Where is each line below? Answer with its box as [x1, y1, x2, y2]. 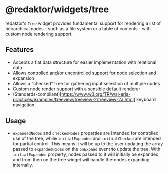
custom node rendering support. [5, 31, 73, 37]
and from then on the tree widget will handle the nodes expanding [12, 156, 150, 162]
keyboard [136, 96, 156, 102]
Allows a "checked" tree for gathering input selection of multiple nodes [12, 80, 160, 86]
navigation [12, 102, 35, 108]
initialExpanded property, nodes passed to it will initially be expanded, [12, 151, 160, 157]
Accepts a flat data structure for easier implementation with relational [12, 59, 157, 65]
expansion [12, 75, 34, 81]
